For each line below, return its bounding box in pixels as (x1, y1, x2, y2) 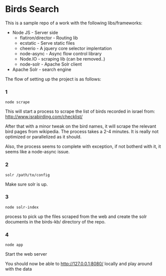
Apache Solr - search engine (12, 66, 72, 72)
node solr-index (5, 205, 39, 209)
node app (5, 242, 23, 248)
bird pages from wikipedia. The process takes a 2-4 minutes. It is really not (5, 129, 159, 135)
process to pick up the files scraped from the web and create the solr (5, 213, 147, 219)
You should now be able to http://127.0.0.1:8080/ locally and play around (5, 261, 153, 267)
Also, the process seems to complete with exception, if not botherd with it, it (5, 143, 161, 149)
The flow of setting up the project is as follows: (5, 76, 101, 82)
